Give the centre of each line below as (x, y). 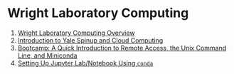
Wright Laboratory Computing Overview (76, 33)
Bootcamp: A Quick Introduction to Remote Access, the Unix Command (122, 48)
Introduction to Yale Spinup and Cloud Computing (90, 40)
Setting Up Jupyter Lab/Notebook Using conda (85, 63)
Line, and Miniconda (47, 55)
